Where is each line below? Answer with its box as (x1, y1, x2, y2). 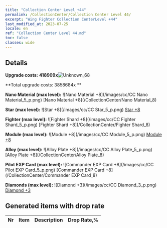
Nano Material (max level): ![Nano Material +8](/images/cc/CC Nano (5, 91, 148, 97)
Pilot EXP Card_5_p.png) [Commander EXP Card (5, 167, 105, 173)
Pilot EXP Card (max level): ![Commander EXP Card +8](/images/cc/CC (5, 161, 154, 167)
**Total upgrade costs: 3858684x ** (5, 81, 82, 88)
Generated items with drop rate (5, 201, 105, 210)
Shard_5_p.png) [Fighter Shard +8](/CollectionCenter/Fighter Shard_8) (5, 122, 150, 128)
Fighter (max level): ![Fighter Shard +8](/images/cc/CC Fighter (5, 116, 136, 122)
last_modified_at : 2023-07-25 (5, 21, 69, 27)
